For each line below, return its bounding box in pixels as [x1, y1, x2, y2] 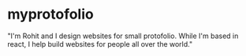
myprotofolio [7, 5, 94, 23]
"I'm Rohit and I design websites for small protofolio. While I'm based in [7, 31, 239, 40]
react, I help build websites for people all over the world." [7, 39, 193, 48]
